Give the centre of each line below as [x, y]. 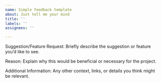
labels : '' [16, 23]
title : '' [15, 19]
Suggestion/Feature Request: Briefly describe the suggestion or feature [78, 46]
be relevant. [17, 76]
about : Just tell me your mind [37, 14]
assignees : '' [20, 28]
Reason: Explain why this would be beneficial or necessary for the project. [81, 61]
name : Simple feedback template [38, 10]
